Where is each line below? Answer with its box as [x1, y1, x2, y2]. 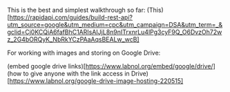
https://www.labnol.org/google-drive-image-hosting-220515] [9, 77, 184, 85]
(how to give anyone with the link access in [7, 69, 130, 77]
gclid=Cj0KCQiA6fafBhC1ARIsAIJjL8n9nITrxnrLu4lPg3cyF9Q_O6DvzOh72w [7, 28, 222, 36]
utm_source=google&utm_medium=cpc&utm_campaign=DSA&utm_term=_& [7, 21, 223, 28]
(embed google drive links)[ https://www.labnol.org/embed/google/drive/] [7, 62, 215, 70]
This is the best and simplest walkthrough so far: [7, 6, 146, 14]
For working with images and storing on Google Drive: [7, 48, 161, 57]
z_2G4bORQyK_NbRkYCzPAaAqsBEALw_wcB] [7, 35, 140, 44]
